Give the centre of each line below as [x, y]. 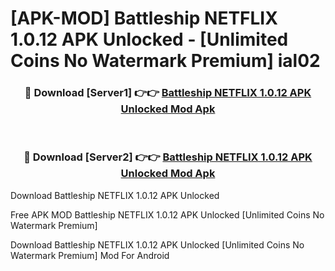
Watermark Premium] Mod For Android [90, 255]
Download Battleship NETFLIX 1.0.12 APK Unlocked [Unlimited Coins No [157, 244]
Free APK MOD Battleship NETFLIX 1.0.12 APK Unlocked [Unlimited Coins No [167, 214]
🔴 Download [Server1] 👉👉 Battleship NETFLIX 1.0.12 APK [168, 93]
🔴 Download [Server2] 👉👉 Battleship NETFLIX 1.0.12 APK [168, 157]
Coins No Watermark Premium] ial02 [165, 61]
